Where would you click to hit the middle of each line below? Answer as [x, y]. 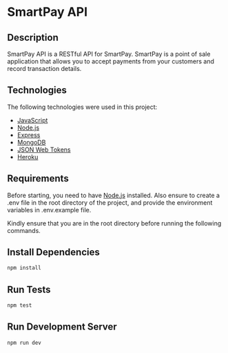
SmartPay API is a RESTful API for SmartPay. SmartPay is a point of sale [109, 54]
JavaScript [32, 120]
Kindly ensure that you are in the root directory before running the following [114, 223]
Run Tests [29, 289]
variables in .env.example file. [49, 210]
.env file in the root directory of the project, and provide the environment [110, 202]
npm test [20, 305]
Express [29, 134]
